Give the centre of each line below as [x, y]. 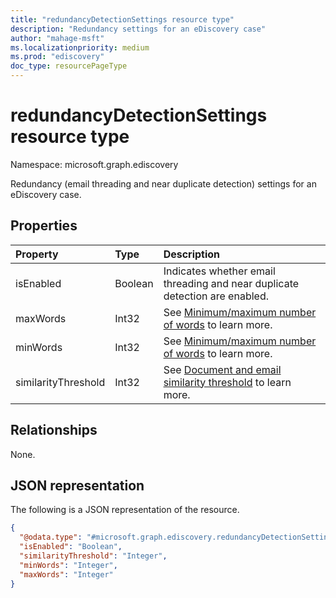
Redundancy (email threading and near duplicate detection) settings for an [163, 183]
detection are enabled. [216, 296]
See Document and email [222, 369]
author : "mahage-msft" [57, 38]
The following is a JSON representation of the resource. [125, 510]
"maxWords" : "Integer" [66, 574]
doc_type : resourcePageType [69, 66]
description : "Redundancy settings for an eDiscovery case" [138, 29]
